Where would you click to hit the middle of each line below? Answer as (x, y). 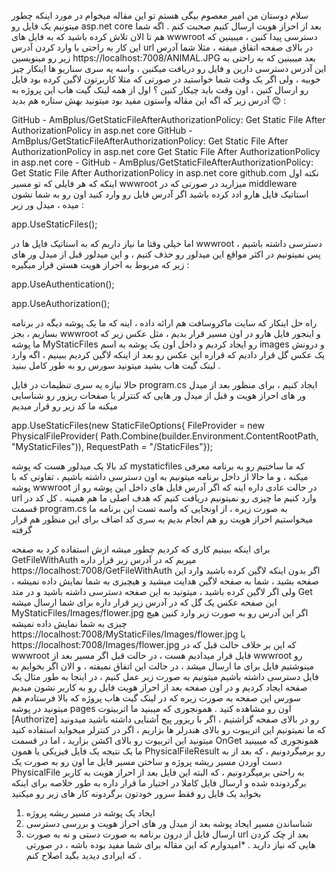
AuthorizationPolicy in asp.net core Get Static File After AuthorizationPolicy (166, 151)
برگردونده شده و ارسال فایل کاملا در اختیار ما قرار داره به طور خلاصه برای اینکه (159, 783)
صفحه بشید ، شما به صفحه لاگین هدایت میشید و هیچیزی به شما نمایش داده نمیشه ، (165, 581)
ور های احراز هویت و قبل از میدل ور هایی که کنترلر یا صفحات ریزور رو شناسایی (159, 395)
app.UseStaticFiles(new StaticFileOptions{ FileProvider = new (138, 425)
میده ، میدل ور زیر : (47, 204)
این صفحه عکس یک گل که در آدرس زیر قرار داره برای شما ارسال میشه (144, 602)
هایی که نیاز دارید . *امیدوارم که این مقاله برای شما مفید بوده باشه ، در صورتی (170, 844)
